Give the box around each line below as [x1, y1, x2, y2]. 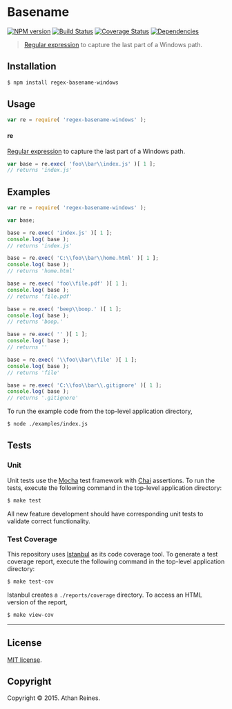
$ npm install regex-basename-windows [7, 79, 119, 86]
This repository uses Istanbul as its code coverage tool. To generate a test [7, 550, 218, 558]
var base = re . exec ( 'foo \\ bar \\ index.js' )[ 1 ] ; [7, 160, 156, 167]
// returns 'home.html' [7, 268, 76, 274]
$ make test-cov [7, 578, 54, 585]
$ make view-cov [7, 611, 54, 618]
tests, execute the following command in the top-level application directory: [7, 483, 222, 492]
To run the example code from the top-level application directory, [7, 407, 193, 416]
